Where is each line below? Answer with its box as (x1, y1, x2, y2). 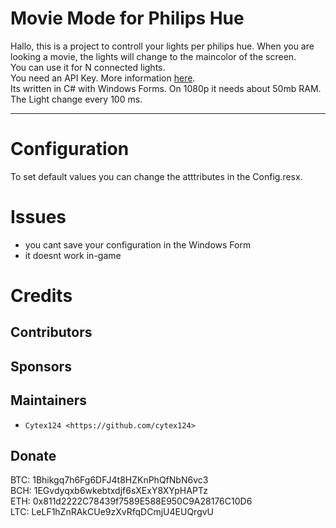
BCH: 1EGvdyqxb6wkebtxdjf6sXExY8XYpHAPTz (10, 485, 209, 497)
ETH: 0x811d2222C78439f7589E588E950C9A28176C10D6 (10, 495, 253, 507)
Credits (10, 285, 73, 307)
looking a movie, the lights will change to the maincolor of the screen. (10, 50, 297, 62)
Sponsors (10, 358, 72, 375)
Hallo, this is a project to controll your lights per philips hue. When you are (10, 40, 315, 52)
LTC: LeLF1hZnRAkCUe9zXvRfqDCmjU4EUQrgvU (10, 506, 215, 518)
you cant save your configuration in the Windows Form (24, 238, 252, 251)
